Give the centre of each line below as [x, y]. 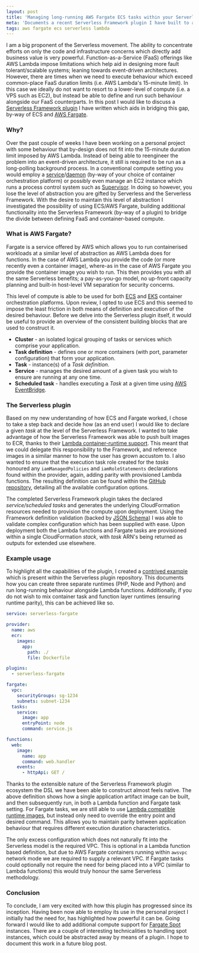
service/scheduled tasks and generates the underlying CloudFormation [93, 505]
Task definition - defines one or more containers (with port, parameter [101, 352]
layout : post [22, 12]
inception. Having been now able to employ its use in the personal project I [97, 912]
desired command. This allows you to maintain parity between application [96, 822]
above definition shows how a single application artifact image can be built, [98, 797]
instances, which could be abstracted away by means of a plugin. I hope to [98, 937]
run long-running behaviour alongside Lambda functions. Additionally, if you [99, 590]
